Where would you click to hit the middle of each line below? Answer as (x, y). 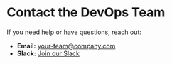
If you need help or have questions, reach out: (74, 32)
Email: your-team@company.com (66, 46)
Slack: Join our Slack (48, 53)
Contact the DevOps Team (86, 12)
